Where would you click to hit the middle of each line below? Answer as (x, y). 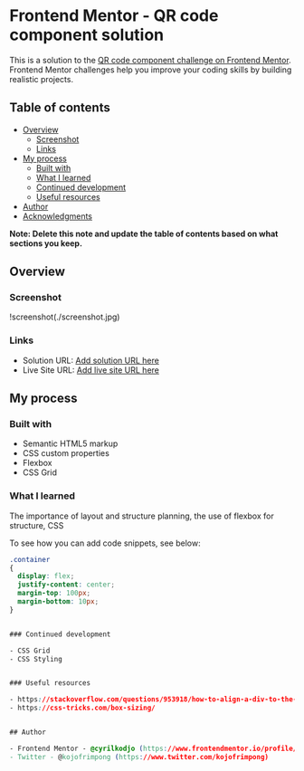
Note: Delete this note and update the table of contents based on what (144, 233)
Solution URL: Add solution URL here (91, 360)
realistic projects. (42, 79)
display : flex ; (46, 576)
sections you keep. (46, 243)
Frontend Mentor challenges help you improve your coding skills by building (151, 70)
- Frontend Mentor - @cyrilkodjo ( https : (89, 748)
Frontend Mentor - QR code (114, 16)
